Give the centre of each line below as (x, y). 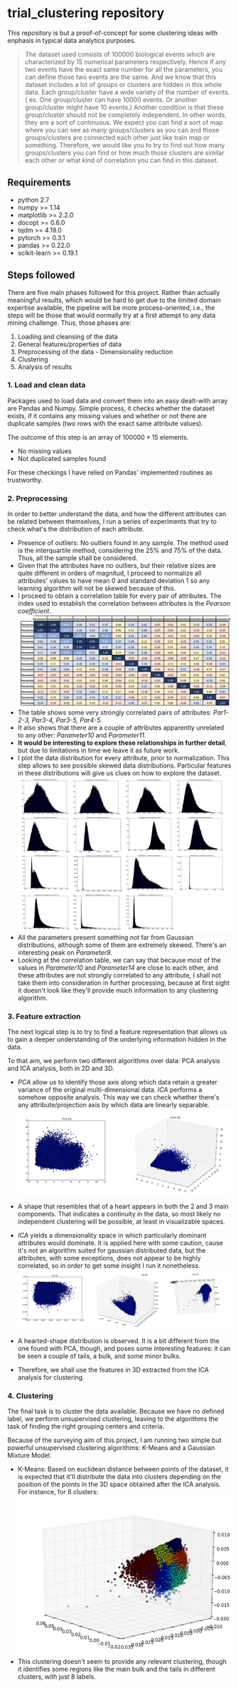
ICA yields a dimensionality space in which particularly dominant (112, 1235)
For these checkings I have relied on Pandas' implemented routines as (110, 472)
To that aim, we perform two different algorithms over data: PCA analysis (114, 1060)
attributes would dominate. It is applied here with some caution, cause (120, 1243)
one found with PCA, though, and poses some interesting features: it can (124, 1349)
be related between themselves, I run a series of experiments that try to (112, 522)
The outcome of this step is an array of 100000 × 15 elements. (98, 437)
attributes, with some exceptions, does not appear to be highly (109, 1258)
